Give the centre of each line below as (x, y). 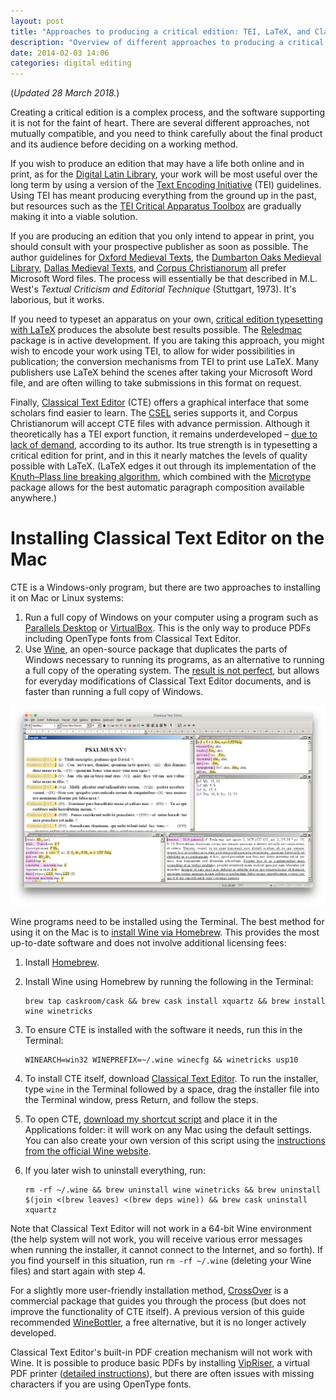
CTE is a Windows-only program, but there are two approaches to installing (165, 587)
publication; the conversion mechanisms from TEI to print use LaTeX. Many (165, 362)
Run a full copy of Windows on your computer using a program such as (171, 617)
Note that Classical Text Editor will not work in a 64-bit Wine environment (161, 1229)
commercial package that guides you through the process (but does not (158, 1301)
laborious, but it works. (57, 300)
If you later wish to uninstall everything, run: (115, 1171)
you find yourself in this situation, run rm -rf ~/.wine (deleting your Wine (161, 1261)
